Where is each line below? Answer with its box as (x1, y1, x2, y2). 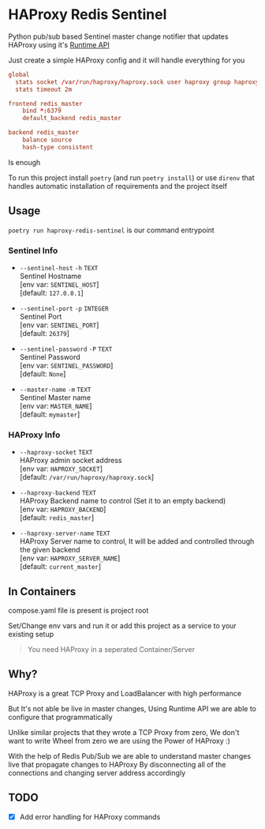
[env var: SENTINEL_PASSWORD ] (19, 360, 114, 370)
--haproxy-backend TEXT (19, 489, 97, 497)
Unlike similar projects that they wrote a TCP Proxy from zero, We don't (8, 727, 240, 737)
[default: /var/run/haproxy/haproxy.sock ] (19, 473, 155, 482)
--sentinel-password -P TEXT (19, 345, 113, 353)
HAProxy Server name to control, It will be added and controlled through (19, 537, 255, 546)
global (8, 70, 30, 78)
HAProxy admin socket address (19, 456, 122, 465)
